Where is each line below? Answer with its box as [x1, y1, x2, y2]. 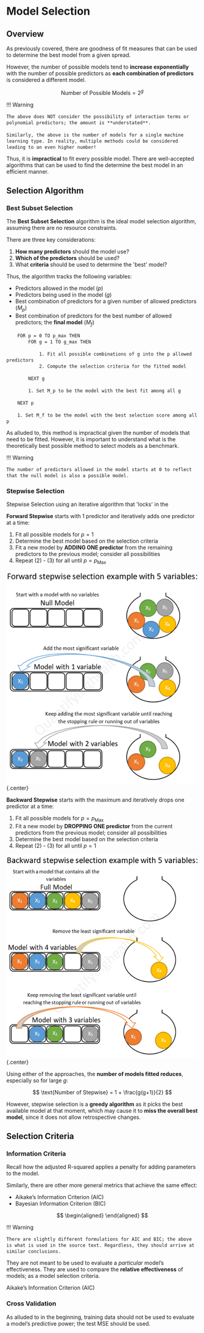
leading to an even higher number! [6, 144, 97, 150]
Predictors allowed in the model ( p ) [15, 284, 104, 292]
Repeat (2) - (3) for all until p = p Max [15, 557, 107, 566]
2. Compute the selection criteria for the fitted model [38, 363, 187, 369]
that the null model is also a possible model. [6, 472, 130, 478]
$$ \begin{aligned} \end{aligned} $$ [56, 1212, 149, 1219]
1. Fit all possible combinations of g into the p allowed [38, 351, 192, 357]
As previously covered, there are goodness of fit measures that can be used [6, 45, 197, 52]
